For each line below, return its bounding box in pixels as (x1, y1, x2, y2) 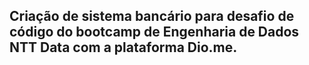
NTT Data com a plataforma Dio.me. (9, 39, 238, 56)
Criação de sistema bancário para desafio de (9, 8, 295, 25)
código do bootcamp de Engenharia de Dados (9, 24, 300, 41)
